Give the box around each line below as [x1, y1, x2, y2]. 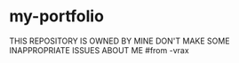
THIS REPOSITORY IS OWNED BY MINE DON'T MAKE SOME [9, 35, 230, 46]
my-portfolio [9, 6, 105, 27]
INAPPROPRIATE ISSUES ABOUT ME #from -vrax [9, 44, 189, 55]
